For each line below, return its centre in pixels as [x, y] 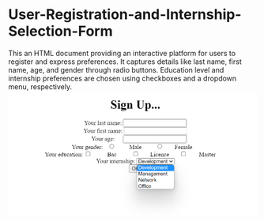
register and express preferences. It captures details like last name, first [125, 62]
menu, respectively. [40, 86]
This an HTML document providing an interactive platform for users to [122, 53]
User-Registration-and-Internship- [125, 15]
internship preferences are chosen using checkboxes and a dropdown [123, 78]
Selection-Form [60, 31]
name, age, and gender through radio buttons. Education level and [116, 69]
